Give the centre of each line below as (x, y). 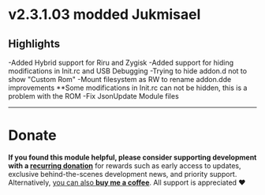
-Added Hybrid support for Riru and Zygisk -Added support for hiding (121, 62)
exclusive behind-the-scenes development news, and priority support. (123, 174)
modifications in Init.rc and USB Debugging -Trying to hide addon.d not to (127, 71)
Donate (32, 135)
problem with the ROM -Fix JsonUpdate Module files (93, 96)
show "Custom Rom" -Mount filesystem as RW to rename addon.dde (120, 79)
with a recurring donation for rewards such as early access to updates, (125, 165)
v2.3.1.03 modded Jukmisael (105, 15)
